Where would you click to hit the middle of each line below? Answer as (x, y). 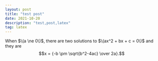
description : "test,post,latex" (38, 23)
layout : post (18, 9)
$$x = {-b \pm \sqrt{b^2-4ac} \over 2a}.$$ (82, 54)
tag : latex (16, 27)
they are (13, 46)
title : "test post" (25, 14)
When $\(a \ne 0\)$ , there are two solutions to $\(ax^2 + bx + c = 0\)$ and (79, 41)
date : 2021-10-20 (23, 18)
